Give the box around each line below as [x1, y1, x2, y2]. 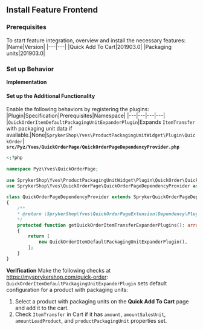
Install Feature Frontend [6, 5, 98, 15]
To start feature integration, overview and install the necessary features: [6, 36, 186, 44]
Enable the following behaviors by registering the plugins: [6, 106, 149, 113]
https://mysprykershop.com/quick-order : [6, 273, 109, 280]
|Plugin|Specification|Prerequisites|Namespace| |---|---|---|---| [6, 112, 166, 120]
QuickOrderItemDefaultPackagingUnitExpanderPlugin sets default [6, 279, 167, 286]
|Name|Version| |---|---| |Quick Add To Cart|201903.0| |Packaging [6, 43, 172, 50]
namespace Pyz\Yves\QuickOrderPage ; [6, 166, 98, 172]
